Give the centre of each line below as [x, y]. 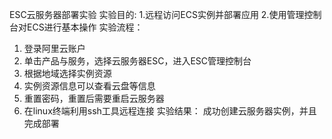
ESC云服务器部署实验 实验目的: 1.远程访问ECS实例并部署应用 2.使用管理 [157, 14]
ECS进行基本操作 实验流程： [85, 27]
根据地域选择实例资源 [67, 73]
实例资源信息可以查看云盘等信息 [89, 86]
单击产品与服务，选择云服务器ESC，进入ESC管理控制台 [137, 61]
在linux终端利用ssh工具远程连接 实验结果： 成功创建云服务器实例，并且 [170, 111]
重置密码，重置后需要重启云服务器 [94, 98]
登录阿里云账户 [54, 48]
